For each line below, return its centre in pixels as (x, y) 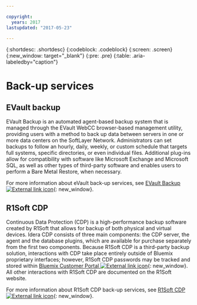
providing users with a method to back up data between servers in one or (95, 134)
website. (16, 279)
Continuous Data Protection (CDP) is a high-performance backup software (96, 222)
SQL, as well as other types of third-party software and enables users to (94, 165)
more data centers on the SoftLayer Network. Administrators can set (89, 140)
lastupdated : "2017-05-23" (39, 28)
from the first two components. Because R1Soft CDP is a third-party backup (98, 247)
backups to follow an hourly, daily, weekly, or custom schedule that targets (97, 147)
